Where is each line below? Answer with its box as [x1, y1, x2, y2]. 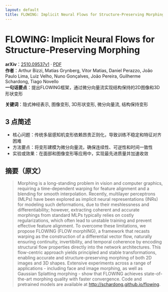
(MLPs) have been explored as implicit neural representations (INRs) [17, 196, 158, 202]
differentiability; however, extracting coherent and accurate [17, 207, 140, 213]
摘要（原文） [5, 166, 45, 175]
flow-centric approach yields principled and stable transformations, [17, 249, 156, 255]
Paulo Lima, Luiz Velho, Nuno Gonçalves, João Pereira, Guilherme [5, 73, 141, 79]
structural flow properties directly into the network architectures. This [17, 244, 161, 250]
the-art [17, 276, 32, 282]
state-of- [144, 271, 162, 277]
